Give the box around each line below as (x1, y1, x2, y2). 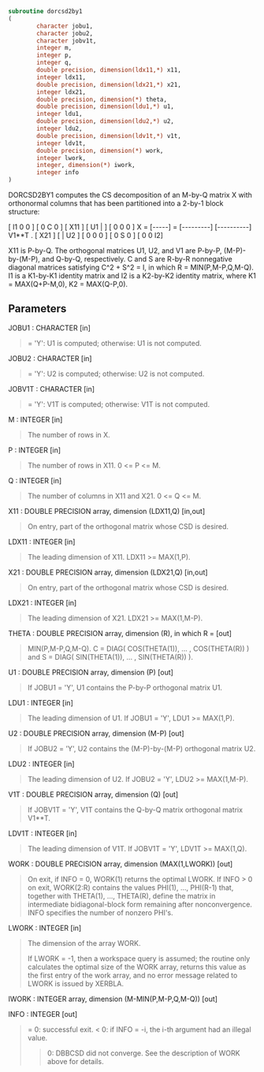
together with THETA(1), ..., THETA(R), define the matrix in (27, 891, 216, 900)
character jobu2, (36, 29, 93, 37)
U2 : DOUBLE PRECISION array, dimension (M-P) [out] (8, 728, 184, 738)
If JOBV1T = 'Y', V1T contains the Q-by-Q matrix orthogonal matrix (27, 805, 243, 814)
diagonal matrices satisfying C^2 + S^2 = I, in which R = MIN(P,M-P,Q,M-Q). (8, 262, 255, 272)
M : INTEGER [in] (8, 415, 63, 424)
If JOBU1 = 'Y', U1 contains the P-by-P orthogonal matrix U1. (27, 683, 223, 692)
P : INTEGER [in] (8, 445, 61, 455)
